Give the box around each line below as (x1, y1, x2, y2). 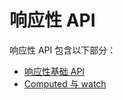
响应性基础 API (23, 65, 86, 77)
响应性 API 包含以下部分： (9, 44, 117, 56)
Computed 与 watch (23, 77, 107, 90)
